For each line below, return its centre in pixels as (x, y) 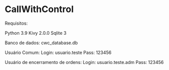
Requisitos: (16, 23)
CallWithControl (39, 9)
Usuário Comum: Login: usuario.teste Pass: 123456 (58, 52)
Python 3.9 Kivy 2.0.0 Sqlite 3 (36, 33)
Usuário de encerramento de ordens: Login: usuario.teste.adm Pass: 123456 (84, 62)
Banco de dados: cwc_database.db (41, 43)
